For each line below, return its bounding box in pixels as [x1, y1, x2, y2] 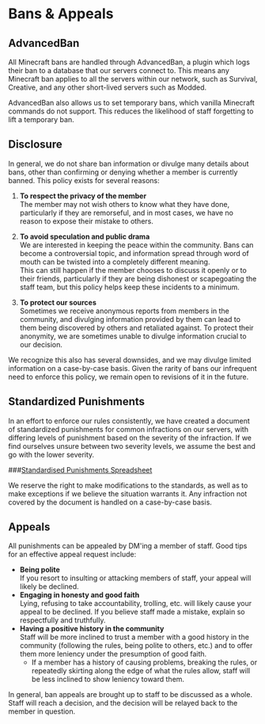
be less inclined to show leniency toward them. [31, 675, 184, 684]
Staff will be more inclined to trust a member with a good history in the [19, 632, 249, 642]
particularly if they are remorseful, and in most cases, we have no [19, 208, 233, 217]
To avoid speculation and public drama [19, 232, 150, 241]
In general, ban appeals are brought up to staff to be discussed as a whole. [8, 690, 253, 699]
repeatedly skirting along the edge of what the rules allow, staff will [31, 666, 251, 676]
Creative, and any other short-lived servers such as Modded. [8, 82, 207, 92]
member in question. [8, 707, 76, 716]
